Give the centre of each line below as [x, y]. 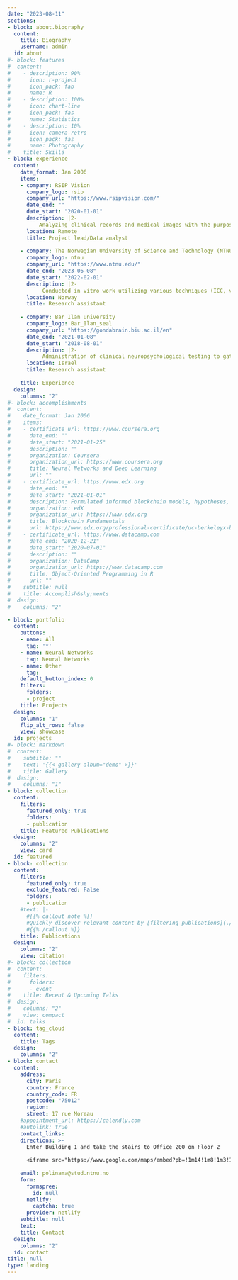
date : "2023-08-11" [36, 14]
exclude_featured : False [63, 890]
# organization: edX [45, 508]
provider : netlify [53, 1213]
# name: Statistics [44, 119]
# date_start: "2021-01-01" [57, 495]
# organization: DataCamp [53, 561]
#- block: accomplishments [47, 403]
